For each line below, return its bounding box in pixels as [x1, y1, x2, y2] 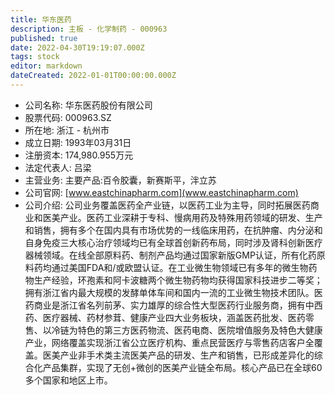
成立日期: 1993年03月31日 [24, 136, 132, 148]
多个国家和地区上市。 [24, 374, 113, 386]
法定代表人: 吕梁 [24, 161, 92, 173]
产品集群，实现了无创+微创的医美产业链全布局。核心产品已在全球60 [42, 361, 323, 373]
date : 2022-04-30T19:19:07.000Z [10, 42, 145, 53]
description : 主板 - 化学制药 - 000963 [10, 24, 168, 34]
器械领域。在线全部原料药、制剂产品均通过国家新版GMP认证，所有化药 [24, 249, 317, 261]
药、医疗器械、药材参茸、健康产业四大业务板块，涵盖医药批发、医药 [24, 311, 306, 323]
